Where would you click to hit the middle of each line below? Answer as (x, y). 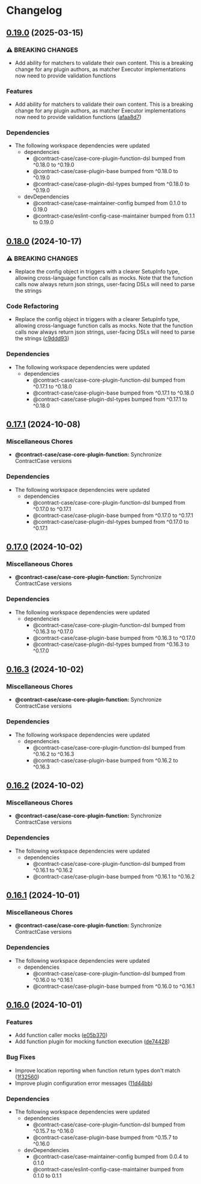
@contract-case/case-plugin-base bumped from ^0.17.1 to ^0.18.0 (113, 393)
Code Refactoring (32, 306)
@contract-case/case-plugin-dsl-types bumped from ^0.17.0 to (111, 521)
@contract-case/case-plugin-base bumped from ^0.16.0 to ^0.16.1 (114, 986)
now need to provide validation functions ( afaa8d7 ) (78, 117)
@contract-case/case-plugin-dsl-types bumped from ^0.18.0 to (111, 184)
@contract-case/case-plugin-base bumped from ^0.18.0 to (105, 171)
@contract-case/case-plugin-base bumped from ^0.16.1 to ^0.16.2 (114, 876)
